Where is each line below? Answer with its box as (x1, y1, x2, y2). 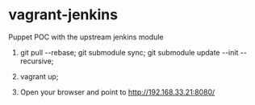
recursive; (19, 56, 54, 66)
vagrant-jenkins (8, 6, 119, 24)
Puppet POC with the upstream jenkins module (8, 32, 164, 42)
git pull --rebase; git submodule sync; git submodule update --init (19, 47, 239, 57)
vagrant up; (19, 71, 59, 81)
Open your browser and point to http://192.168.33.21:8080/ (19, 87, 215, 97)
